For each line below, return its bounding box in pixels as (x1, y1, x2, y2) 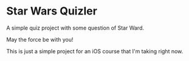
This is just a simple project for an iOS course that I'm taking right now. (6, 47, 184, 55)
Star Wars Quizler (6, 4, 97, 18)
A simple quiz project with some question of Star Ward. (6, 24, 145, 31)
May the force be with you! (6, 36, 74, 43)
